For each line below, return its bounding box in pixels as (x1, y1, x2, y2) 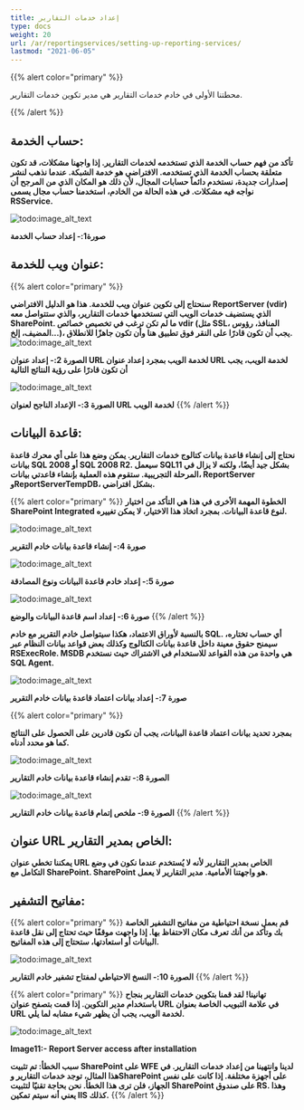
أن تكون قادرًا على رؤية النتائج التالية (10, 364, 128, 375)
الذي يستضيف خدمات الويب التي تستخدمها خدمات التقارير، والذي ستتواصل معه (10, 308, 271, 319)
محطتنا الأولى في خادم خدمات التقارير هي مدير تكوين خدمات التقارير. (10, 90, 242, 100)
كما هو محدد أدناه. (10, 737, 71, 748)
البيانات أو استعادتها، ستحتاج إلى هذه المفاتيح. (10, 936, 159, 947)
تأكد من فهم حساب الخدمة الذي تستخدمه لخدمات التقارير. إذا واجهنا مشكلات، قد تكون (10, 157, 293, 167)
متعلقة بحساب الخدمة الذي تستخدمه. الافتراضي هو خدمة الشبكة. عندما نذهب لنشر (10, 167, 282, 177)
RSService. (10, 196, 53, 206)
